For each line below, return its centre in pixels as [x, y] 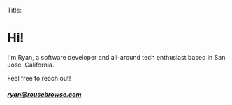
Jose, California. [31, 65]
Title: [15, 10]
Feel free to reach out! [39, 78]
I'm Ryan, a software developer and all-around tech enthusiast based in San [116, 57]
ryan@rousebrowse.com [44, 94]
